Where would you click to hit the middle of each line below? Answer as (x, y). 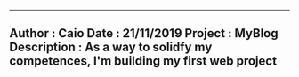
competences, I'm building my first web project (143, 62)
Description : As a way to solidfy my (111, 47)
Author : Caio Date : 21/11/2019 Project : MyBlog (144, 33)
